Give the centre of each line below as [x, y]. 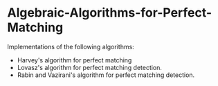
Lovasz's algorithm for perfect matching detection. [90, 67]
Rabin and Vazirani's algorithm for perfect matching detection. [106, 75]
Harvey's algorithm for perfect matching [74, 60]
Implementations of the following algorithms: [71, 46]
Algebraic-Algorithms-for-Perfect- [110, 13]
